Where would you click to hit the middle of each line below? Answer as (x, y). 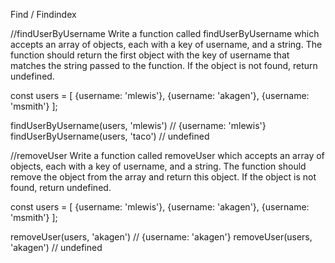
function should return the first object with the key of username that (150, 55)
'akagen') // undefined (56, 247)
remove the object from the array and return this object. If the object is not (163, 177)
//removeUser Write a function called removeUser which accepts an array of (167, 155)
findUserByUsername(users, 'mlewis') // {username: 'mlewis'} (138, 125)
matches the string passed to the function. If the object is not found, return (164, 65)
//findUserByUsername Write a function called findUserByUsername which (165, 33)
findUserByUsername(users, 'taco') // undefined (110, 136)
